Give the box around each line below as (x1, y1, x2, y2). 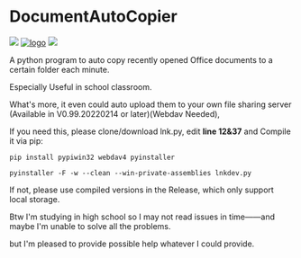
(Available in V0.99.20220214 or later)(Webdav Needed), (9, 108, 221, 119)
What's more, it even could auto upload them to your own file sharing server (9, 99, 292, 110)
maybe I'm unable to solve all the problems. (9, 220, 171, 231)
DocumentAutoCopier (9, 6, 178, 27)
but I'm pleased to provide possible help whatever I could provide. (9, 238, 255, 249)
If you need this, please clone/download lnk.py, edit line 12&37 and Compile (9, 126, 291, 137)
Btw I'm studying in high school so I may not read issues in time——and (9, 211, 275, 222)
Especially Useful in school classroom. (9, 81, 152, 92)
